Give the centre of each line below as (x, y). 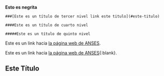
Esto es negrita (21, 7)
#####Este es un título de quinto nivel (48, 34)
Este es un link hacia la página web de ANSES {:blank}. (61, 53)
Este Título (22, 69)
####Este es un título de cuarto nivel (47, 25)
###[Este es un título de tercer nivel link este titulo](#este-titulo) (82, 16)
